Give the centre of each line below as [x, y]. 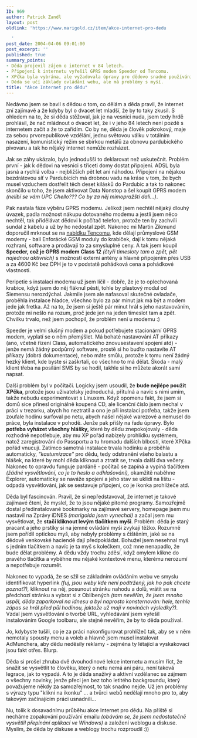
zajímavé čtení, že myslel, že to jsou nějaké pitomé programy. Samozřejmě [96, 503]
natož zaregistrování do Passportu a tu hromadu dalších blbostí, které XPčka [98, 441]
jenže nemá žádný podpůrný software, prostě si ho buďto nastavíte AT [91, 349]
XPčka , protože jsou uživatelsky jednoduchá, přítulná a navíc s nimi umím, [96, 392]
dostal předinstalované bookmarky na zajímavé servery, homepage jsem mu [98, 509]
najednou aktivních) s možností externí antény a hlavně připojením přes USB [98, 258]
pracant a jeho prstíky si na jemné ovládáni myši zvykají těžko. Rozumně [93, 528]
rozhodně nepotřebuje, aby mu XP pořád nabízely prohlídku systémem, [92, 435]
